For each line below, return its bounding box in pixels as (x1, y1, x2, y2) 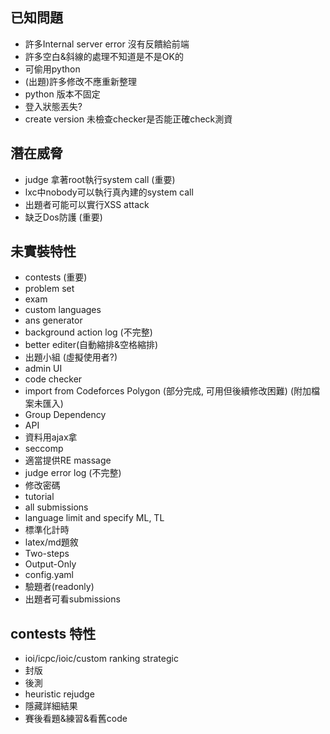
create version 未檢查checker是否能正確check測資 (24, 113, 233, 125)
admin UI (24, 363, 63, 375)
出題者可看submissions (24, 593, 121, 605)
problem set (24, 283, 75, 295)
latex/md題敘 (24, 536, 79, 548)
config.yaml (24, 569, 74, 581)
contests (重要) (24, 271, 88, 283)
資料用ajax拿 (24, 431, 78, 443)
